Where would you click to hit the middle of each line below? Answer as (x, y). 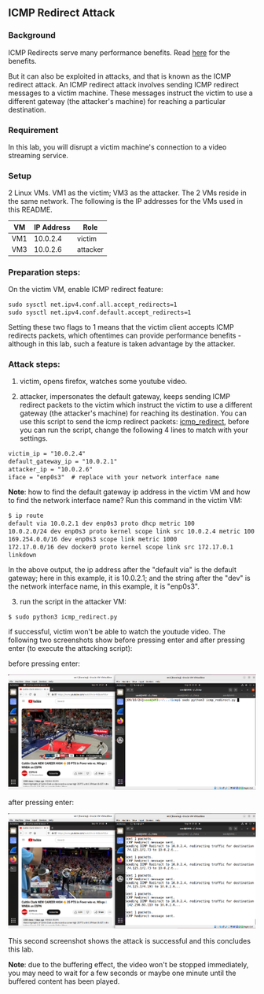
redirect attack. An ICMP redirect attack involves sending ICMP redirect (124, 84)
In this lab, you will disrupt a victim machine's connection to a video (117, 147)
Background (32, 35)
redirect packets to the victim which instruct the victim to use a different (136, 405)
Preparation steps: (44, 272)
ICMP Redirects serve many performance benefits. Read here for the (119, 52)
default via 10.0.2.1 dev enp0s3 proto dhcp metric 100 (101, 524)
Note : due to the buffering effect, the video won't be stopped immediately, (128, 965)
